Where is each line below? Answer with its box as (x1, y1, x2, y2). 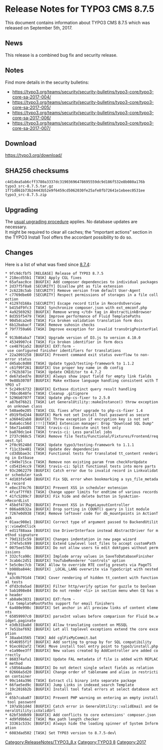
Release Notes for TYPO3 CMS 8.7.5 (5, 3, 155, 15)
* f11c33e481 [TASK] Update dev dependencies (5, 447, 99, 452)
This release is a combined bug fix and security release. (5, 52, 118, 58)
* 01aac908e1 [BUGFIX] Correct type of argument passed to (5, 519, 128, 525)
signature (18, 532, 38, 537)
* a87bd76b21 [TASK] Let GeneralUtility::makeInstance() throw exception (5, 399, 159, 405)
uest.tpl (5, 438, 23, 443)
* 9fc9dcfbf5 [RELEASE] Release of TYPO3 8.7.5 (5, 271, 104, 276)
